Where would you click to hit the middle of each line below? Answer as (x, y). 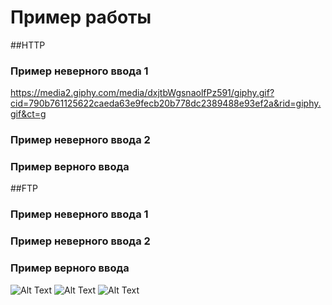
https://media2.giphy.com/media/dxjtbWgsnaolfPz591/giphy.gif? (142, 93)
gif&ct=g (28, 114)
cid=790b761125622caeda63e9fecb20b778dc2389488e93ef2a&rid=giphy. (166, 103)
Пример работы (81, 17)
